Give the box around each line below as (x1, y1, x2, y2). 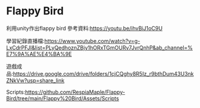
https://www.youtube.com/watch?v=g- (44, 37, 141, 44)
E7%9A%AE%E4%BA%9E (6, 50, 72, 57)
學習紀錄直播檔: (6, 37, 45, 44)
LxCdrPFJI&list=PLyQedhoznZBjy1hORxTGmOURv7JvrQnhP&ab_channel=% (6, 44, 193, 51)
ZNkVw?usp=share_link (6, 76, 65, 84)
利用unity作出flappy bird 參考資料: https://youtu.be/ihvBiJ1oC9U (6, 24, 163, 32)
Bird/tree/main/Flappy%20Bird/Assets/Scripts (6, 94, 119, 102)
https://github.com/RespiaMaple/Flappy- (25, 88, 126, 95)
